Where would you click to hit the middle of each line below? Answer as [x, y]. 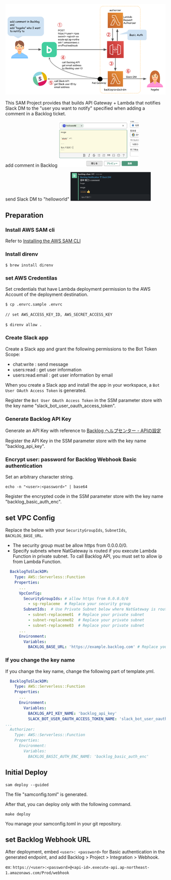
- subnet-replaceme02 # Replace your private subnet [86, 620]
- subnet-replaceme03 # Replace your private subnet [86, 625]
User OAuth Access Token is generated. [46, 390]
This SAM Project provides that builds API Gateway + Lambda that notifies [83, 103]
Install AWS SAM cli [30, 230]
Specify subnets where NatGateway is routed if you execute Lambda [84, 551]
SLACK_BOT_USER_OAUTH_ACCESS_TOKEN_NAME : [72, 719]
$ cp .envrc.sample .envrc [34, 305]
